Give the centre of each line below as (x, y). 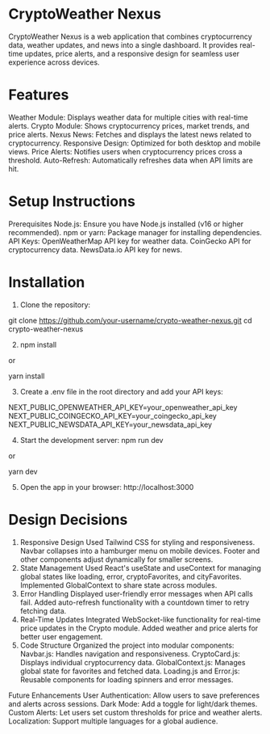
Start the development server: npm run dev (91, 440)
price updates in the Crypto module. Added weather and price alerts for (139, 628)
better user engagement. (61, 636)
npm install (38, 344)
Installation (47, 282)
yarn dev (23, 471)
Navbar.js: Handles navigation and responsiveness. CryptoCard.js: (130, 654)
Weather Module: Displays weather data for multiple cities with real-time (128, 117)
